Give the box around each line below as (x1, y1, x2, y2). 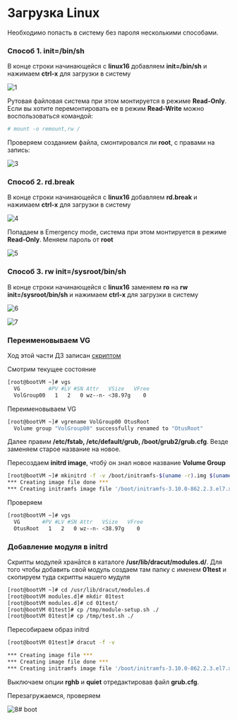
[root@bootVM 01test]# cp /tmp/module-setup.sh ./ (7, 606, 159, 613)
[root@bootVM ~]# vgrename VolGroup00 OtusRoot (7, 418, 150, 425)
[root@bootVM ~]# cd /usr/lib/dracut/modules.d (7, 586, 150, 594)
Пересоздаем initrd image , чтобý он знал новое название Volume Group (7, 459, 226, 467)
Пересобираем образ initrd (7, 625, 90, 634)
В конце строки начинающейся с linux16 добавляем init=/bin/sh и (7, 62, 207, 71)
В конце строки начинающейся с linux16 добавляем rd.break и (7, 193, 197, 202)
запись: (7, 146, 30, 155)
